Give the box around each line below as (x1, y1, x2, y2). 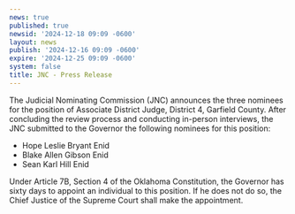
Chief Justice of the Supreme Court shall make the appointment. (9, 195, 244, 205)
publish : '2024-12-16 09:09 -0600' (9, 46, 140, 55)
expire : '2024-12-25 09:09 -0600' (9, 54, 137, 63)
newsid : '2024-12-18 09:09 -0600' (9, 29, 137, 38)
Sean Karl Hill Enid (21, 158, 90, 169)
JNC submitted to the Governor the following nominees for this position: (9, 123, 271, 134)
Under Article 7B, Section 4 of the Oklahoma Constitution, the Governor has (9, 176, 284, 187)
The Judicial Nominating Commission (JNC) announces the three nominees (9, 95, 284, 105)
